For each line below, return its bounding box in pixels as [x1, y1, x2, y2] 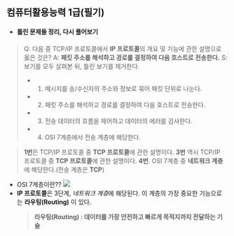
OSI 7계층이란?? [16, 180, 62, 188]
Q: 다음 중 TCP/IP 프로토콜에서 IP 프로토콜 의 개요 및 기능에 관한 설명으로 [23, 44, 222, 53]
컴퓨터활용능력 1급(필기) [6, 6, 105, 19]
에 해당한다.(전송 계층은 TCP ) [23, 165, 104, 174]
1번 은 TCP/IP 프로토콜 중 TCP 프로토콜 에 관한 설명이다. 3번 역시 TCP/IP [23, 148, 221, 156]
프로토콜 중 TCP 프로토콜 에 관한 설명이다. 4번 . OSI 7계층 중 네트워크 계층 [23, 156, 223, 165]
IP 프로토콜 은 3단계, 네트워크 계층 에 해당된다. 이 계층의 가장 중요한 [16, 188, 198, 197]
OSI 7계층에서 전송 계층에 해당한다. [44, 132, 141, 141]
